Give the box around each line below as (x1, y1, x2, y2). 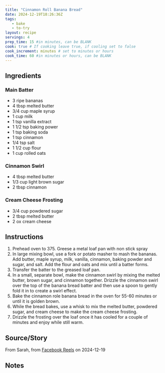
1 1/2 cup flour (12, 145, 41, 151)
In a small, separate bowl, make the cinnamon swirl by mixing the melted (12, 272, 161, 278)
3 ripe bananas (12, 97, 43, 104)
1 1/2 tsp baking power (12, 124, 58, 130)
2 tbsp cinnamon (12, 184, 47, 190)
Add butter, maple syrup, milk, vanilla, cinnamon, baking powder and (12, 256, 152, 262)
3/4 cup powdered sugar (12, 208, 63, 214)
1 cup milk (12, 113, 33, 119)
